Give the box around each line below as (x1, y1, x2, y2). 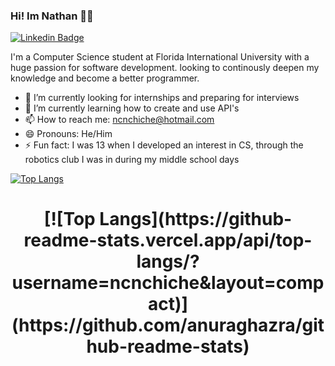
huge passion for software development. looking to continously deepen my (10, 62, 320, 74)
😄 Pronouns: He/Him (24, 128, 113, 140)
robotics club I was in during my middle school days (24, 154, 240, 166)
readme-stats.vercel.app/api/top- (23, 229, 313, 252)
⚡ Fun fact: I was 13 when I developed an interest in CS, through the (24, 139, 304, 151)
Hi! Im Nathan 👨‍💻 (10, 9, 94, 23)
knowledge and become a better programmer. (10, 72, 200, 84)
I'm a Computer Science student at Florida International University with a (10, 51, 310, 63)
